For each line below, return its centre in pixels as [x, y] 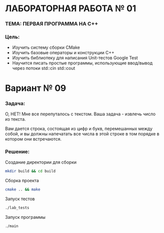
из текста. [15, 119]
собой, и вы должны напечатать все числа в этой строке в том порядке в [82, 134]
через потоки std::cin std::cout [44, 68]
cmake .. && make [23, 190]
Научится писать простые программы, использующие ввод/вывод [82, 63]
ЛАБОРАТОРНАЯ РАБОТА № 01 [70, 9]
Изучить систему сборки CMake [46, 47]
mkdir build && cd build [30, 171]
